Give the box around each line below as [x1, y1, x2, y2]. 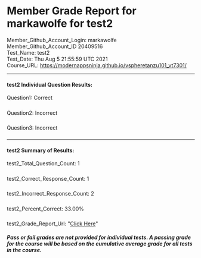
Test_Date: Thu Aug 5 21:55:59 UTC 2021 [7, 55, 108, 62]
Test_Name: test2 [7, 49, 50, 56]
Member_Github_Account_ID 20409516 [7, 43, 103, 50]
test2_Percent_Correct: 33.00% [7, 205, 84, 212]
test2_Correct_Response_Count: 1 [7, 175, 89, 182]
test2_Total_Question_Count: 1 [7, 160, 80, 167]
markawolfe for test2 [7, 17, 113, 30]
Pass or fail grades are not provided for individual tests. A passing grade [7, 234, 191, 241]
